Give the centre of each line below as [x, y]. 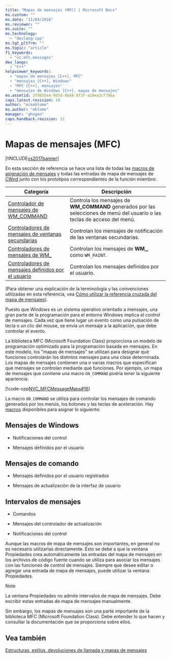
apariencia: [17, 379]
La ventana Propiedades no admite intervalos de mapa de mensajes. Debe [83, 596]
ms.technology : [21, 34]
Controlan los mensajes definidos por [114, 267]
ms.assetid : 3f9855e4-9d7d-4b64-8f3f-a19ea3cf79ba [60, 95]
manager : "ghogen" [25, 114]
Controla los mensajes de [100, 200]
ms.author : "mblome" [27, 110]
